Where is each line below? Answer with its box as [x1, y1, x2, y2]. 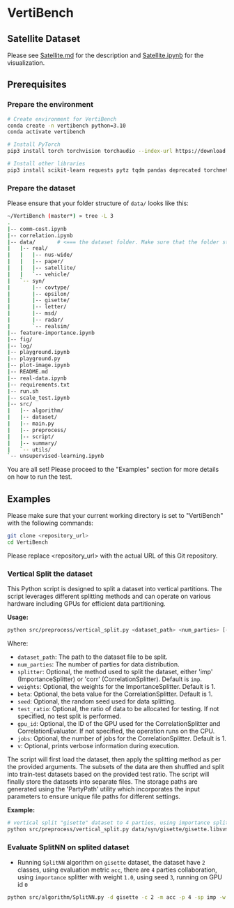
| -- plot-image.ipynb [7, 362, 70, 369]
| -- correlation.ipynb [7, 232, 73, 239]
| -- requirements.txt [7, 381, 70, 388]
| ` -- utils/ [7, 446, 52, 453]
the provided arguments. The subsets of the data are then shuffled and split [7, 763, 224, 771]
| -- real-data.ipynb [7, 375, 68, 382]
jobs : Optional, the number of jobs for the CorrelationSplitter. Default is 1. [17, 734, 226, 743]
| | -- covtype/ [7, 284, 70, 291]
